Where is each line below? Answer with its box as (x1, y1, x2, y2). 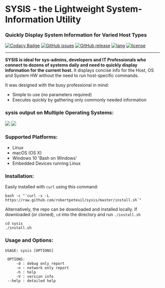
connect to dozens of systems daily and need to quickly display (5, 62, 137, 68)
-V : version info (16, 274, 54, 279)
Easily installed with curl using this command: (5, 184, 98, 190)
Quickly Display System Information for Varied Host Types (5, 32, 147, 38)
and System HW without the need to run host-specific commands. (5, 72, 139, 78)
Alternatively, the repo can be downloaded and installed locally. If (5, 206, 137, 213)
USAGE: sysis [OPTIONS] (5, 248, 54, 253)
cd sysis (5, 221, 23, 226)
